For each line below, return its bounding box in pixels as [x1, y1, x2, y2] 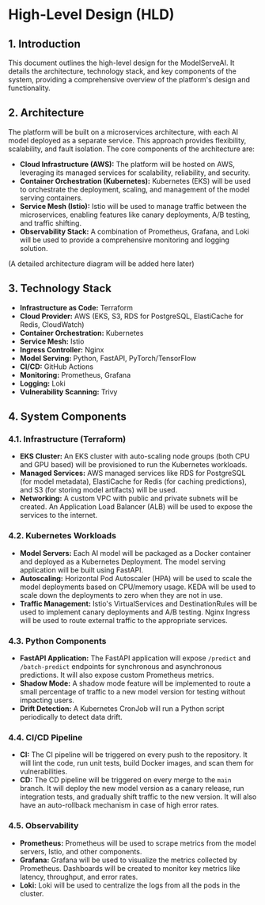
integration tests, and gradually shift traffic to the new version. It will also [19, 792, 257, 801]
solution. [19, 243, 48, 253]
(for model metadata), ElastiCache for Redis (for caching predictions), [19, 477, 247, 486]
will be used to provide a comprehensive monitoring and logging [19, 235, 229, 245]
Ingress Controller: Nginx [19, 344, 104, 354]
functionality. [8, 83, 51, 93]
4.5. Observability [8, 820, 79, 831]
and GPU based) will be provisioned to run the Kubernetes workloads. [19, 460, 248, 470]
